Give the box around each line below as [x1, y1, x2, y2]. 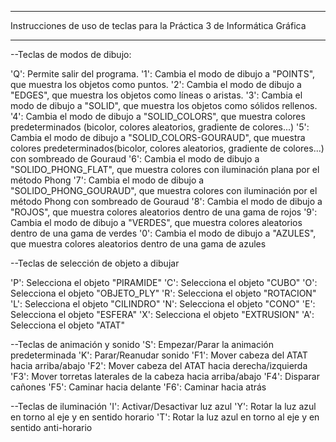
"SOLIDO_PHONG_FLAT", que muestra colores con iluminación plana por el [10, 164, 320, 175]
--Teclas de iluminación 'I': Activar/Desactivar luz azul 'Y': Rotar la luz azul [10, 401, 317, 412]
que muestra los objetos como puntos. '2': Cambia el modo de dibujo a [10, 79, 302, 90]
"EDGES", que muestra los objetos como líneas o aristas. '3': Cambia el [10, 89, 303, 101]
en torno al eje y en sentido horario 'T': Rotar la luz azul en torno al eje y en [10, 411, 320, 423]
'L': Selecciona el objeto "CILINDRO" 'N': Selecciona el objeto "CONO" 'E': [10, 298, 316, 310]
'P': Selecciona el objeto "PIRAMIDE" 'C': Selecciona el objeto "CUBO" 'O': [10, 277, 318, 288]
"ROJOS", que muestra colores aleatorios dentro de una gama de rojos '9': [10, 206, 318, 218]
